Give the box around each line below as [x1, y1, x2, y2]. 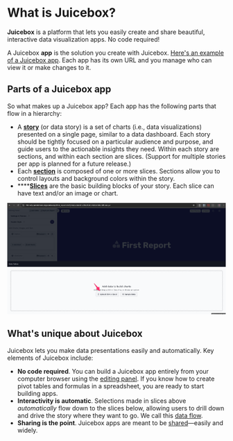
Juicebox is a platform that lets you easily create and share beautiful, [7, 28, 205, 36]
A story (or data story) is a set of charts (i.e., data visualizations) [17, 123, 202, 131]
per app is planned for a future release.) [17, 159, 132, 168]
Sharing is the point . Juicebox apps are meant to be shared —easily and [17, 418, 224, 427]
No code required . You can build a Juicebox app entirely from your [17, 367, 209, 375]
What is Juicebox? [7, 5, 116, 21]
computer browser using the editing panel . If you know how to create [17, 374, 215, 383]
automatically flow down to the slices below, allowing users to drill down [17, 404, 225, 412]
